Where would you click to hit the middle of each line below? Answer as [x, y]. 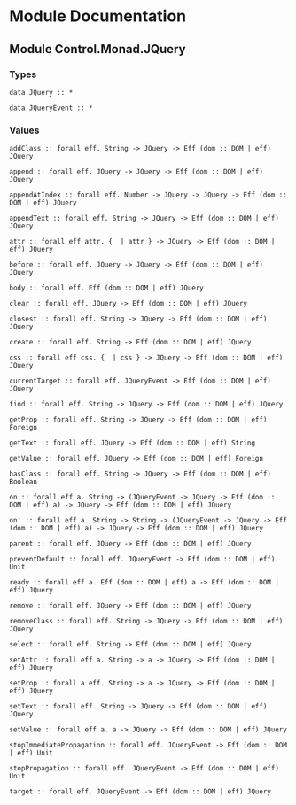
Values [24, 130]
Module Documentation [98, 16]
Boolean [23, 482]
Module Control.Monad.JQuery [97, 49]
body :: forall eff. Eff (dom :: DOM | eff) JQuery [106, 288]
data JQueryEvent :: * [51, 108]
